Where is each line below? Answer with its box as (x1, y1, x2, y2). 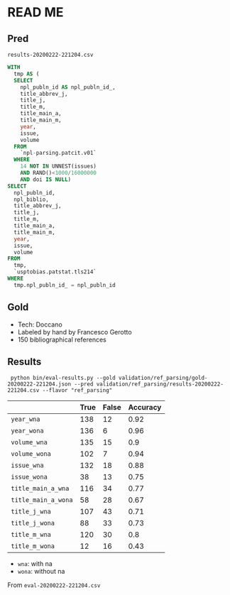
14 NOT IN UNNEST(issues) (20, 163, 97, 170)
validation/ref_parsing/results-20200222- (96, 381, 224, 388)
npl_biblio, (13, 196, 50, 203)
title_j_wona (11, 519, 55, 528)
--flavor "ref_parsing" (42, 387, 113, 394)
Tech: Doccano (17, 320, 62, 329)
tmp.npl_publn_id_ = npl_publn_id (13, 281, 116, 288)
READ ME (7, 4, 64, 21)
